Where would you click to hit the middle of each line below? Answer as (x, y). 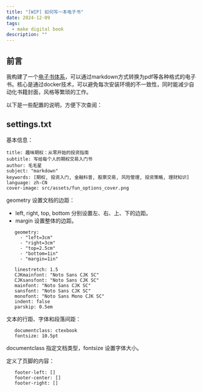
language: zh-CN (27, 183)
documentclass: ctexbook (46, 330)
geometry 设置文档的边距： (40, 200)
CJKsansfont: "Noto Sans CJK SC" (57, 280)
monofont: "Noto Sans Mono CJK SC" (59, 296)
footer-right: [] (37, 383)
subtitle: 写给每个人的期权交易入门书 (50, 159)
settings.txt (29, 125)
